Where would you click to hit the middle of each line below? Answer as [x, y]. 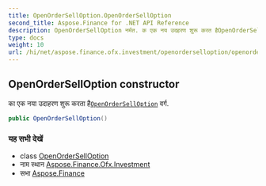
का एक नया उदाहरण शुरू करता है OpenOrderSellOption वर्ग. [89, 103]
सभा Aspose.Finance [52, 173]
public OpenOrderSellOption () [58, 118]
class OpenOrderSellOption [64, 156]
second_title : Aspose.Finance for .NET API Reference [99, 23]
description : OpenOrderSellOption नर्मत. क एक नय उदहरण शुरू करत [110, 30]
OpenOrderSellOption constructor [94, 84]
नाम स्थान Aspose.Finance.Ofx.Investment [85, 164]
